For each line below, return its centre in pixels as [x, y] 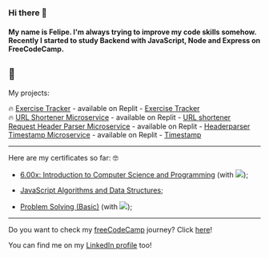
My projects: [29, 93]
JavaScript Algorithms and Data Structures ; [92, 190]
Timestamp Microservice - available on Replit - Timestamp [105, 135]
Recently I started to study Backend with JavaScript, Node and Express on [134, 40]
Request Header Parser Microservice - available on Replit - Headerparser [129, 126]
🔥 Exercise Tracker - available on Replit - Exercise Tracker [104, 109]
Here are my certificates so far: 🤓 [63, 158]
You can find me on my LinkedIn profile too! [80, 245]
